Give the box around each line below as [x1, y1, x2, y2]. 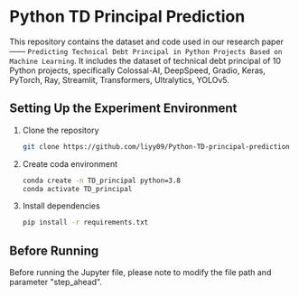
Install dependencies [22, 200, 101, 211]
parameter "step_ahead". [9, 277, 102, 288]
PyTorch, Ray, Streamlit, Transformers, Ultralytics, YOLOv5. [9, 74, 230, 85]
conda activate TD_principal [22, 184, 133, 193]
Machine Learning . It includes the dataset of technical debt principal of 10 [9, 55, 282, 66]
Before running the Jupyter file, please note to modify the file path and [9, 267, 272, 278]
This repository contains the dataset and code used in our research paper [9, 36, 285, 47]
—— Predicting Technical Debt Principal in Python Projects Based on [9, 45, 283, 56]
